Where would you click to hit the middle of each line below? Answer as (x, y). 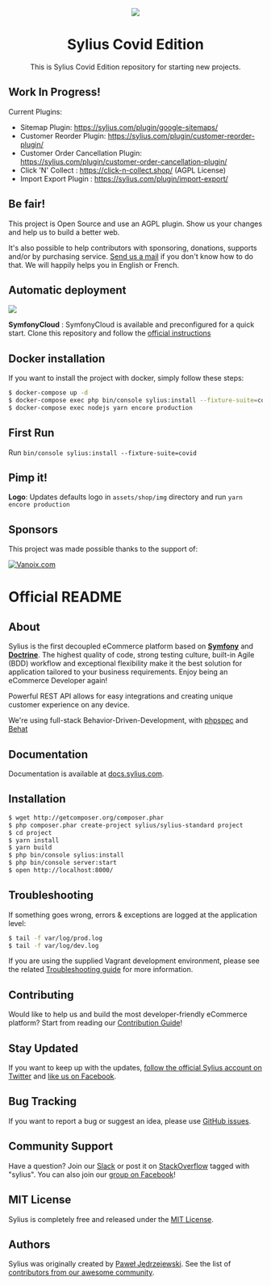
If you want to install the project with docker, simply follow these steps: (126, 378)
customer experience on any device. (69, 705)
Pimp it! (28, 478)
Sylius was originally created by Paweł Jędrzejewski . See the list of (120, 1264)
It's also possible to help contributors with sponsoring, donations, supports (133, 248)
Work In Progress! (54, 92)
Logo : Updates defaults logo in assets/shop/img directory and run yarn (126, 497)
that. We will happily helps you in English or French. (94, 265)
